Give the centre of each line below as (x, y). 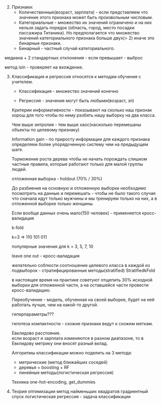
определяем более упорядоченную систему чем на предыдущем (80, 144)
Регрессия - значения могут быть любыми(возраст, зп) (76, 101)
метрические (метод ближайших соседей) (63, 362)
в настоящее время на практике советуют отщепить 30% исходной (82, 280)
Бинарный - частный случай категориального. (67, 48)
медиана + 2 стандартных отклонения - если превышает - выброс (74, 58)
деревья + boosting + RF (44, 367)
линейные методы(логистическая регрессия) (66, 372)
